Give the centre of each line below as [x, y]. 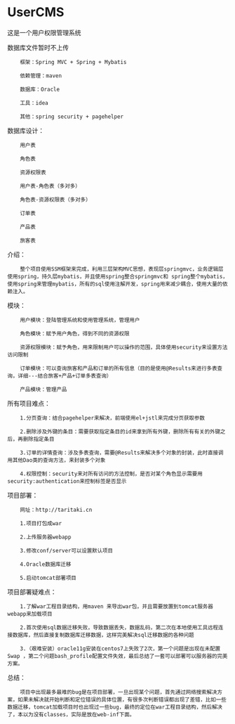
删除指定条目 [39, 439]
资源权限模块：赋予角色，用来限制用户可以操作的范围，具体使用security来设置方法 [124, 347]
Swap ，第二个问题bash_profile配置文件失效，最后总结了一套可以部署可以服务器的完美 [117, 656]
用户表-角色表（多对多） [50, 186]
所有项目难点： [29, 403]
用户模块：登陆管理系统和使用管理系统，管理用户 [80, 320]
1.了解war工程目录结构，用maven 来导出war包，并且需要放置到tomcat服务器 [117, 606]
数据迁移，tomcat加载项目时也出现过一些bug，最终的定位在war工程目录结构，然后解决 [115, 707]
